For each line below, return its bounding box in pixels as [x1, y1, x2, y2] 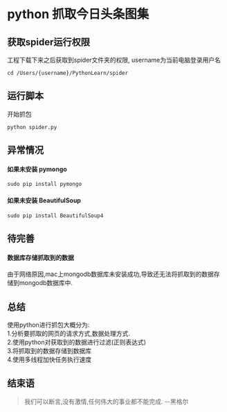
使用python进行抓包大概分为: [7, 320, 90, 329]
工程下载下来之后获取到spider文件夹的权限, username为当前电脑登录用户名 [7, 56, 221, 64]
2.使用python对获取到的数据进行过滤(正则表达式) [7, 338, 147, 347]
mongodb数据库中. [19, 279, 73, 287]
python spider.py [7, 123, 57, 130]
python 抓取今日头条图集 [7, 6, 149, 22]
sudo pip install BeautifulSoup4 [7, 212, 104, 219]
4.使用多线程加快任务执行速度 [7, 355, 92, 364]
